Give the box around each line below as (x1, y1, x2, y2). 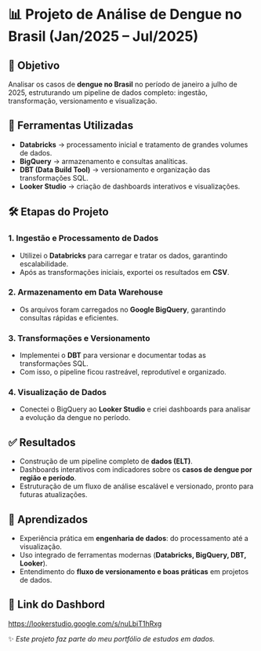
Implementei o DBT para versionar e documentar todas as (19, 350, 206, 360)
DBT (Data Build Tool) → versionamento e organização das (19, 165, 211, 174)
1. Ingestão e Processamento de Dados (8, 232, 159, 243)
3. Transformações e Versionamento (8, 332, 150, 343)
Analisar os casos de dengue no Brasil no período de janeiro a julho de (8, 79, 237, 89)
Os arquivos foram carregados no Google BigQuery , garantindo (19, 305, 227, 314)
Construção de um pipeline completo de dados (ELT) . (19, 456, 194, 466)
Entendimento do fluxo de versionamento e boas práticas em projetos (19, 567, 249, 576)
